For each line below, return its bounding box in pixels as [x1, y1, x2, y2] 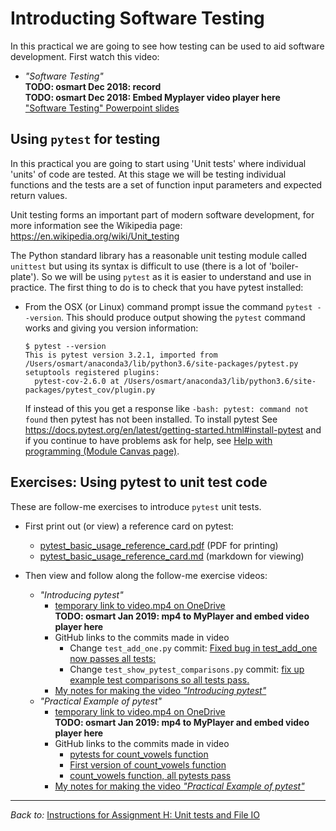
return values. [10, 189, 68, 201]
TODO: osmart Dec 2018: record [24, 80, 162, 92]
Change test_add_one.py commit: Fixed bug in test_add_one [69, 642, 318, 654]
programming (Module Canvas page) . [24, 445, 180, 457]
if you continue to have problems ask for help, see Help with [24, 434, 273, 446]
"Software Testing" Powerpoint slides [24, 102, 180, 114]
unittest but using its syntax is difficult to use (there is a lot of [10, 260, 267, 272]
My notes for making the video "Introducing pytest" [54, 684, 267, 696]
